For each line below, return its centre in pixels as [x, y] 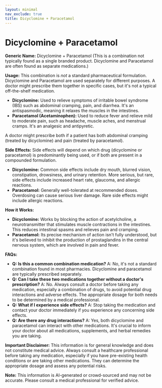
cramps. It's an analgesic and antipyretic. [53, 126]
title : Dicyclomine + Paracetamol [40, 18]
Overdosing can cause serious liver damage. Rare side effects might [80, 195]
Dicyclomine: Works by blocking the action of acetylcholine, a [74, 219]
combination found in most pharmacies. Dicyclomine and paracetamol [82, 269]
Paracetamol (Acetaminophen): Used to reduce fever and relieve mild [82, 116]
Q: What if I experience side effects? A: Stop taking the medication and [84, 305]
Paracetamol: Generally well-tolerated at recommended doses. [75, 190]
